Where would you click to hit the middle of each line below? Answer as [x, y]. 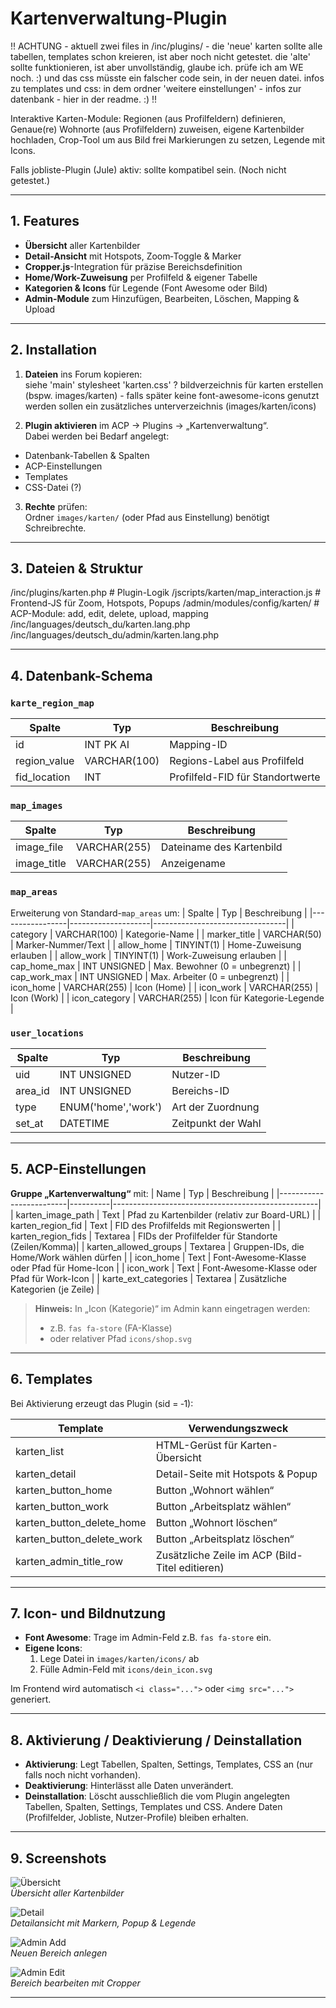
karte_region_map [52, 703]
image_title [41, 864]
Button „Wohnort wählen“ [215, 1490]
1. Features [45, 221]
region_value [45, 761]
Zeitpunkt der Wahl [216, 1123]
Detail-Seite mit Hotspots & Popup [236, 1474]
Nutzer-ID [196, 1074]
